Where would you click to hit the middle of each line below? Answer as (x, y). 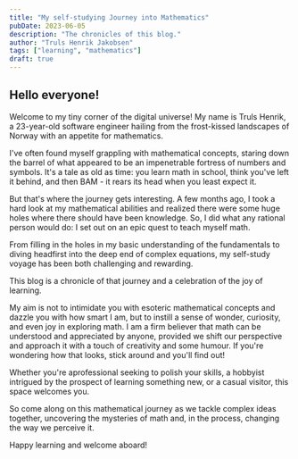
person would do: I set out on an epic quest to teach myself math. (130, 227)
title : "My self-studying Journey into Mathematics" (109, 17)
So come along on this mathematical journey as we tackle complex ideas (143, 408)
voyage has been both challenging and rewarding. (101, 263)
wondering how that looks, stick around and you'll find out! (117, 355)
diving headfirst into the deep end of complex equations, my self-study (140, 254)
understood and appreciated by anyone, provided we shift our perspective (146, 336)
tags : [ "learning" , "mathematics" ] (75, 51)
